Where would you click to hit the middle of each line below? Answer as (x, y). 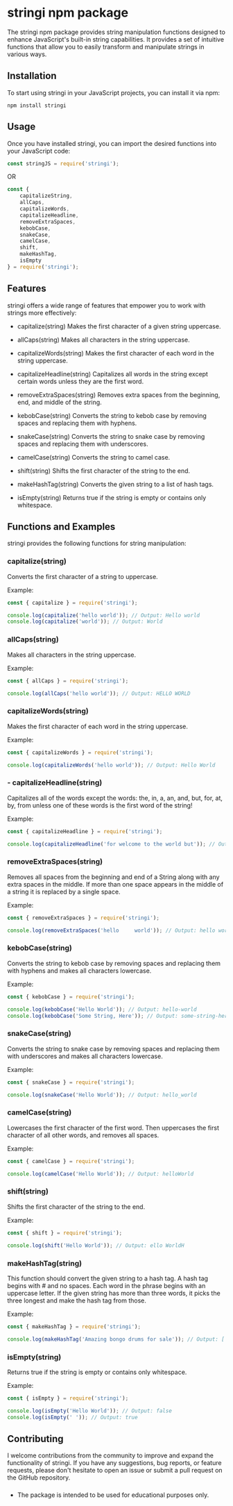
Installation (32, 76)
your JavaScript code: (39, 151)
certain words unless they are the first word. (80, 381)
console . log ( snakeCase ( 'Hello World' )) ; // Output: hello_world (102, 1095)
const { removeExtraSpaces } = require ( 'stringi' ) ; (83, 918)
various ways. (27, 54)
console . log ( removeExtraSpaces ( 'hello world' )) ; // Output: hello (111, 930)
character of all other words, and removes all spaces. (83, 1135)
